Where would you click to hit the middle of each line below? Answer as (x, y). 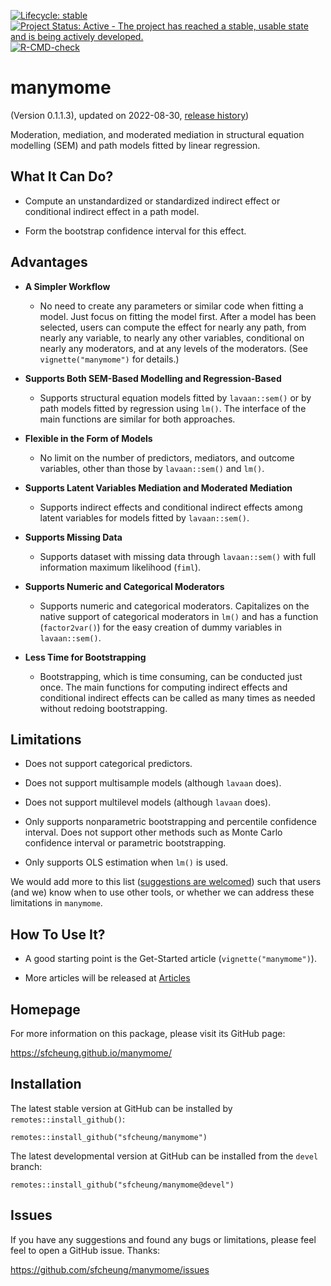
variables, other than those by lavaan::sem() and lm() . (152, 468)
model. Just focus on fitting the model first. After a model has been (178, 316)
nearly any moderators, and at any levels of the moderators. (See (173, 348)
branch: (26, 1166)
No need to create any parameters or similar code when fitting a (171, 306)
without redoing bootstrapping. (103, 708)
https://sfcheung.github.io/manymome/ (91, 1053)
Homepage (45, 1009)
